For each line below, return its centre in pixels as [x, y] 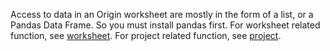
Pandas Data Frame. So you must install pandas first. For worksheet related [165, 25]
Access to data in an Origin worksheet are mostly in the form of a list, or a [162, 14]
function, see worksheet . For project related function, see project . [146, 35]
